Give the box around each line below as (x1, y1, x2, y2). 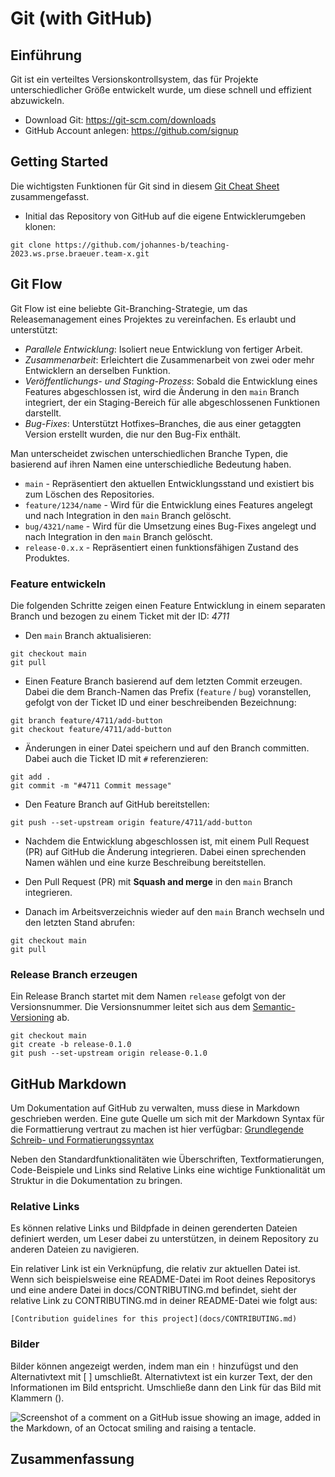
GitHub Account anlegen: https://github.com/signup (24, 125, 239, 136)
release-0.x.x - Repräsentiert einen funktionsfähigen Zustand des (24, 541, 299, 553)
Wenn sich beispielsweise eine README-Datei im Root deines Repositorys (10, 1273, 316, 1286)
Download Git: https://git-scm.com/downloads (24, 114, 217, 126)
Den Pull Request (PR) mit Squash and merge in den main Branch (24, 875, 293, 887)
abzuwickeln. (10, 95, 65, 106)
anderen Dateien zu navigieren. (10, 1243, 140, 1256)
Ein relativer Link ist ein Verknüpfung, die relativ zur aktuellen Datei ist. (10, 1263, 301, 1275)
